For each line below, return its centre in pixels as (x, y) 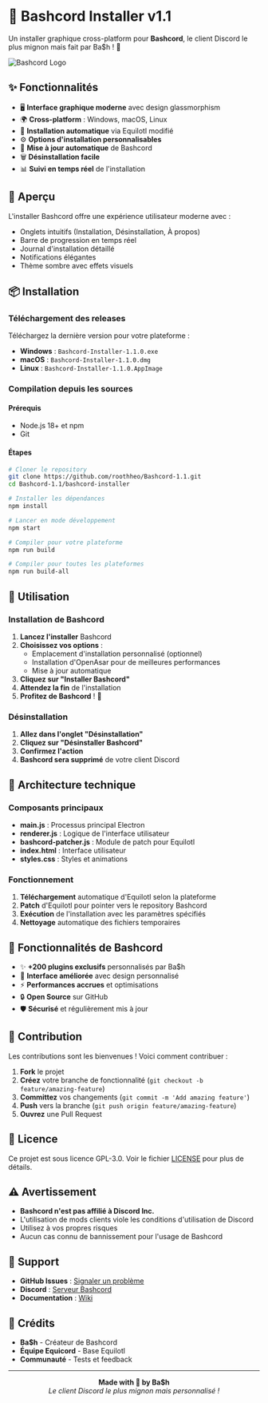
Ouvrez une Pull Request (61, 1114)
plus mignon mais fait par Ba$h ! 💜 (65, 46)
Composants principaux (56, 808)
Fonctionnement (41, 880)
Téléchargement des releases (67, 318)
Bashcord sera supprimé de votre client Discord (100, 760)
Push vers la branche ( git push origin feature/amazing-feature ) (128, 1105)
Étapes (20, 452)
